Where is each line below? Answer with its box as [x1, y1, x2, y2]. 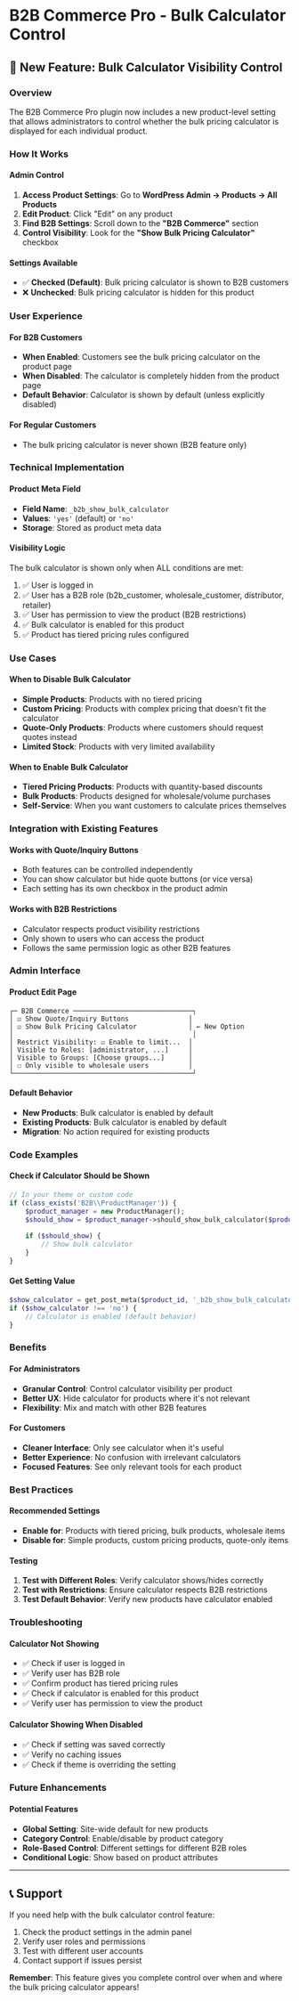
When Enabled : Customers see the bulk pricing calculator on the [21, 352, 261, 362]
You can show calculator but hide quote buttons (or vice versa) [21, 874, 254, 884]
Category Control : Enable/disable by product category [21, 1833, 224, 1843]
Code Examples [9, 1148, 78, 1160]
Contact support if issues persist [21, 1956, 142, 1966]
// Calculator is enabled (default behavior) [25, 1312, 198, 1321]
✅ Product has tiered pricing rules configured [21, 629, 190, 639]
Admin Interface [9, 964, 81, 977]
